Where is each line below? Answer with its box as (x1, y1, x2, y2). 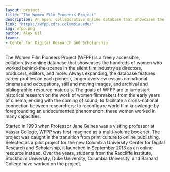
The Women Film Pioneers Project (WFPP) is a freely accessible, (5, 54, 140, 60)
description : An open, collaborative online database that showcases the (5, 17, 165, 22)
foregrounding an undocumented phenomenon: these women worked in (5, 108, 156, 114)
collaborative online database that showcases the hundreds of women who (5, 59, 162, 66)
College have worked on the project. (5, 160, 81, 167)
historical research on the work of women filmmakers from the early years (5, 92, 160, 98)
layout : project (5, 7, 40, 13)
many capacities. (5, 113, 41, 119)
